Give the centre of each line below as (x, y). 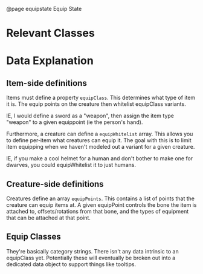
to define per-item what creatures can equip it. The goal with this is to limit (99, 140)
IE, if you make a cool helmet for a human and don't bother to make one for (100, 158)
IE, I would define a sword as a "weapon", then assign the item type (90, 116)
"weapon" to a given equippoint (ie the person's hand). (75, 122)
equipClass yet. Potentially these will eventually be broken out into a (91, 258)
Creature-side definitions (55, 184)
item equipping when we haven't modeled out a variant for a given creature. (101, 147)
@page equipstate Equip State (44, 9)
